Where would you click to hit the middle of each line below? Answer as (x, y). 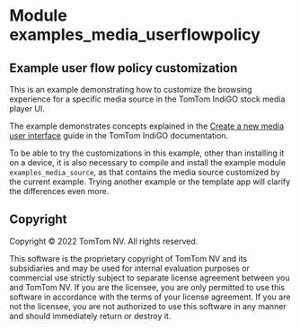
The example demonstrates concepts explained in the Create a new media (147, 126)
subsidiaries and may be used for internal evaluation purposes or (129, 268)
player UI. (27, 108)
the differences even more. (59, 191)
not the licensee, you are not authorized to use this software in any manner (148, 306)
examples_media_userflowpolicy (135, 35)
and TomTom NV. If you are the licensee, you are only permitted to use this (147, 287)
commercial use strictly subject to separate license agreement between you (150, 277)
